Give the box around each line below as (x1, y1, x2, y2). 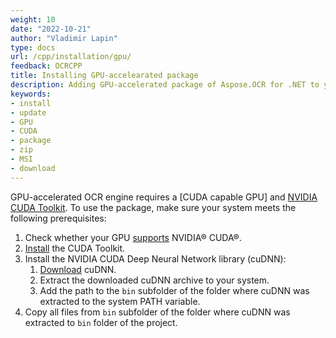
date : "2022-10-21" (10, 24, 92, 34)
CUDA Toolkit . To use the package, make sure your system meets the (10, 201, 297, 213)
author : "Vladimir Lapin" (10, 33, 118, 43)
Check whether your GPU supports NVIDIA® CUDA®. (24, 231, 242, 243)
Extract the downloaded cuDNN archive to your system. (39, 274, 270, 286)
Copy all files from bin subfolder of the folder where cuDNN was (24, 306, 291, 318)
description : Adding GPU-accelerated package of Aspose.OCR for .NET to (10, 80, 320, 90)
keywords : (10, 89, 52, 99)
